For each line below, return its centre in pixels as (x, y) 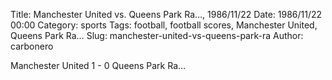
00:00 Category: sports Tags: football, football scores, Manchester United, (164, 25)
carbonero (32, 46)
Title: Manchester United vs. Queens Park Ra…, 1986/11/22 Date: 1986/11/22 (166, 14)
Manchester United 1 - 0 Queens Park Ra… (98, 65)
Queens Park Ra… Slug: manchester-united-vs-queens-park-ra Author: (157, 35)
